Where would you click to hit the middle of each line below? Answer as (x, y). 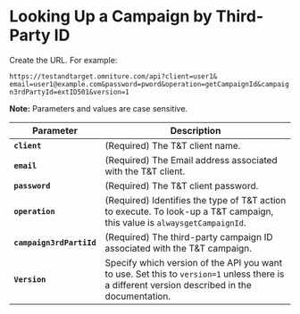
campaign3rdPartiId (55, 242)
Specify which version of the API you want (194, 262)
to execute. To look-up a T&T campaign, (189, 211)
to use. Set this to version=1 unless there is (195, 274)
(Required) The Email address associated (192, 160)
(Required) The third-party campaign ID (189, 236)
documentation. (138, 296)
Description (196, 130)
